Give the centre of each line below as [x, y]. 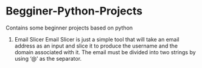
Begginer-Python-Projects [74, 11]
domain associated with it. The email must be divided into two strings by [105, 52]
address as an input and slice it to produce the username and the [96, 46]
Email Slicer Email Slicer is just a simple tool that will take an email [97, 39]
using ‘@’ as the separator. [48, 58]
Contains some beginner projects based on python [69, 28]
